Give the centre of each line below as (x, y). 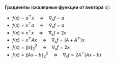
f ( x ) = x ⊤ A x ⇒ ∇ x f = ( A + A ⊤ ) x (48, 40)
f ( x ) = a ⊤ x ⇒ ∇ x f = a (38, 18)
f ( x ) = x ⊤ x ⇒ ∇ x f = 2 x (39, 33)
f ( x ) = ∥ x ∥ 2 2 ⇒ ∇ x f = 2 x (41, 48)
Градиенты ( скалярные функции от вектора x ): (57, 7)
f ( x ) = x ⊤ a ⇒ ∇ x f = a (38, 25)
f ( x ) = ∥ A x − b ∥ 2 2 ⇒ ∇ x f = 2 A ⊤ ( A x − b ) (56, 55)
